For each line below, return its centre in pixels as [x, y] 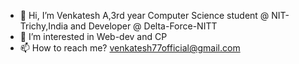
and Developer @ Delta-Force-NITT [143, 26]
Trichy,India [44, 26]
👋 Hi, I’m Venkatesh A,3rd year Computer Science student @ [144, 15]
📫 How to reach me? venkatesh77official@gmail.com [130, 48]
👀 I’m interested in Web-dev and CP [93, 36]
